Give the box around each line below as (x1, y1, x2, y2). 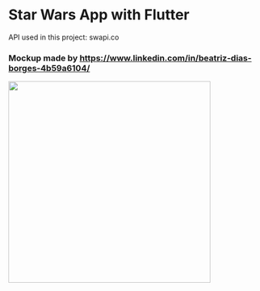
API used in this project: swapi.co (8, 32, 120, 42)
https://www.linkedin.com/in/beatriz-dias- (79, 52, 252, 64)
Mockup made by (8, 52, 78, 64)
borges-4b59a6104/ (8, 62, 90, 73)
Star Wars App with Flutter (8, 6, 190, 24)
